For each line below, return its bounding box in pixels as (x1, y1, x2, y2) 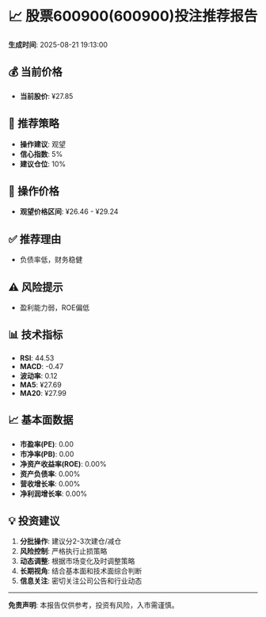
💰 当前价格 (8, 65, 63, 79)
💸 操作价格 (8, 184, 59, 198)
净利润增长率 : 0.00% (19, 489, 88, 498)
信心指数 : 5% (19, 149, 63, 158)
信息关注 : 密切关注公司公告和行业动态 (19, 576, 142, 586)
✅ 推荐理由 (8, 232, 62, 246)
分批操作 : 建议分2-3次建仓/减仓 (19, 536, 122, 547)
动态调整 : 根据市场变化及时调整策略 (19, 556, 135, 566)
